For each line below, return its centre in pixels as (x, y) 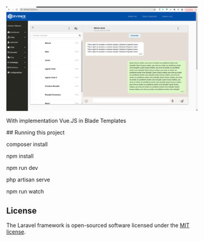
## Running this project (36, 133)
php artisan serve (28, 180)
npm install (20, 156)
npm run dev (22, 168)
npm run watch (25, 192)
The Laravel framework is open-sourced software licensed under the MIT (98, 225)
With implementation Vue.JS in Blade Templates (66, 121)
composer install (27, 144)
